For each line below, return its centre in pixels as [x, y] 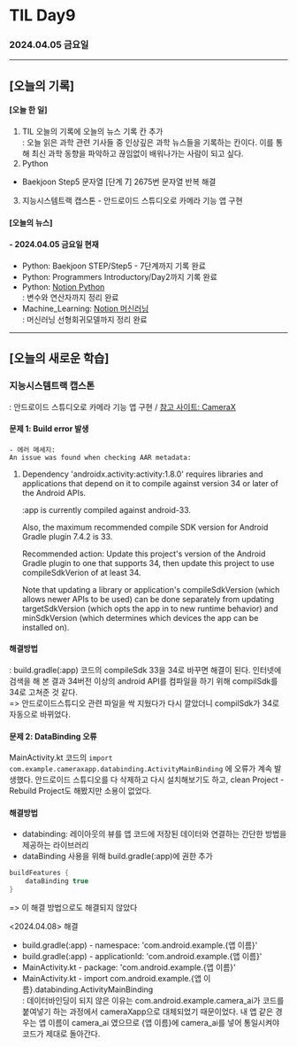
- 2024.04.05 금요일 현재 [54, 244]
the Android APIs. [54, 492]
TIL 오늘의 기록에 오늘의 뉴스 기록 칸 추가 [92, 132]
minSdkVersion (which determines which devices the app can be [140, 617]
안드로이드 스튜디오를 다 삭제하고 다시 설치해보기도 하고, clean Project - [160, 779]
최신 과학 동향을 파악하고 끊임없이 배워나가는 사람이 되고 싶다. [137, 154]
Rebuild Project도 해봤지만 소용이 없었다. [80, 791]
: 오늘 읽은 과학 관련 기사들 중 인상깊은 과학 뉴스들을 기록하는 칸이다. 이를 [148, 143]
